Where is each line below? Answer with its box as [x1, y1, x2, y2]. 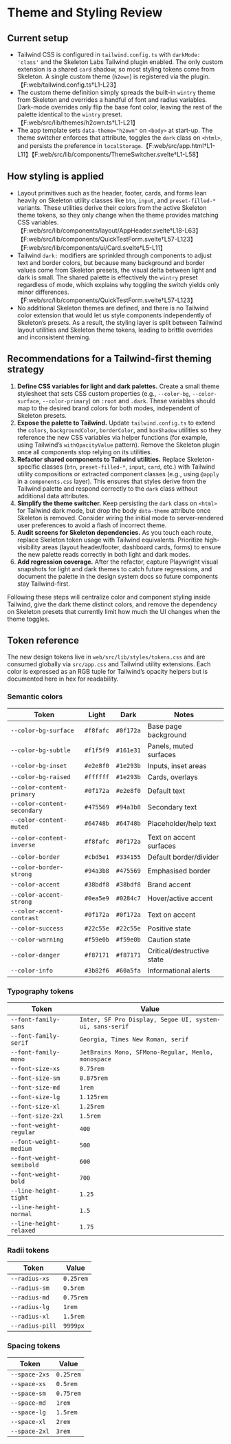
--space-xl [10, 1418, 46, 1425]
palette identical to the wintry [16, 110, 101, 118]
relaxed [10, 1227, 36, 1235]
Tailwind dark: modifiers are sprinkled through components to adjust [16, 251, 212, 259]
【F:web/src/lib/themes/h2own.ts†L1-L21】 [16, 118, 139, 127]
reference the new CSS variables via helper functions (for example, [16, 433, 208, 441]
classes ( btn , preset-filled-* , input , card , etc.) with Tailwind [41, 463, 215, 471]
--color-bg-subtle [10, 746, 71, 754]
